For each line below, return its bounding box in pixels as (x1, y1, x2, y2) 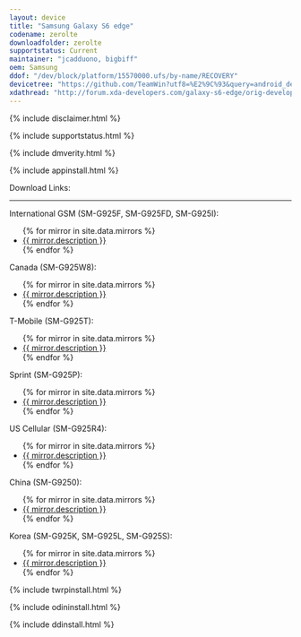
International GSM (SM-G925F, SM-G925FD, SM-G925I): (9, 208, 219, 219)
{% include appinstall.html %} (9, 165, 119, 176)
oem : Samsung (9, 64, 58, 73)
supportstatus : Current (9, 47, 99, 56)
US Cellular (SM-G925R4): (9, 423, 107, 434)
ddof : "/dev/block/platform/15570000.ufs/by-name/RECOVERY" (9, 72, 239, 81)
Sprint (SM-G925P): (9, 369, 83, 380)
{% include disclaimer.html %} (9, 113, 121, 124)
